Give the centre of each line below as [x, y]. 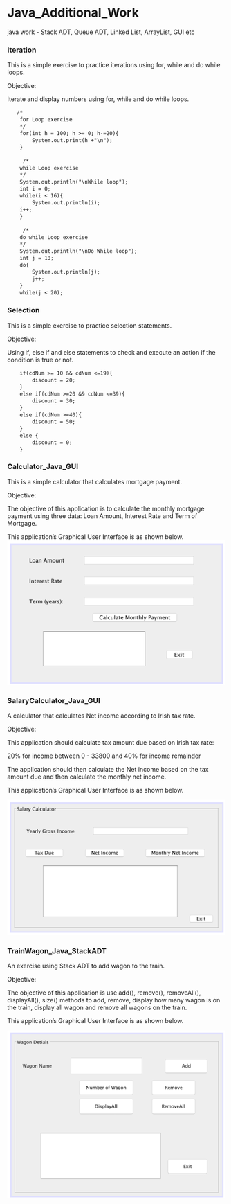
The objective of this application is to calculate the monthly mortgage [106, 508]
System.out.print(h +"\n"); [72, 141]
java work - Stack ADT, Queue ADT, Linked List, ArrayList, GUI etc [101, 32]
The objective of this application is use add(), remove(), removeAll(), [104, 993]
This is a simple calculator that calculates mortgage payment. [94, 481]
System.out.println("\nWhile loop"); [74, 182]
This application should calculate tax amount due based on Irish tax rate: [111, 743]
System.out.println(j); [66, 272]
